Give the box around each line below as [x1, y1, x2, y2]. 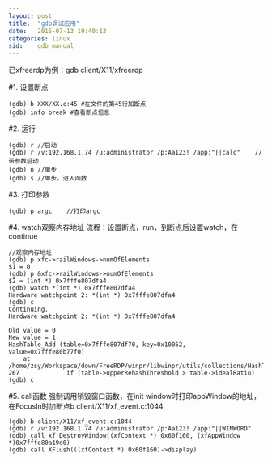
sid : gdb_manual [8, 42, 74, 50]
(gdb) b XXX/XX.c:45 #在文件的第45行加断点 [8, 100, 147, 108]
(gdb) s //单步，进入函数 [8, 175, 87, 183]
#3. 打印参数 [8, 189, 50, 199]
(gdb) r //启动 [8, 142, 57, 150]
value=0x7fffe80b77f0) [8, 348, 85, 356]
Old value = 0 [8, 327, 57, 335]
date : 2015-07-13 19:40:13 [8, 27, 107, 35]
